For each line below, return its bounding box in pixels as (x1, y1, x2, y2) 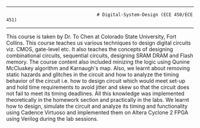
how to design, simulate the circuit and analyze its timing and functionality (6, 102, 188, 110)
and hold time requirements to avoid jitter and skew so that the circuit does (6, 84, 189, 90)
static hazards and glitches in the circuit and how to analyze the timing (6, 71, 179, 78)
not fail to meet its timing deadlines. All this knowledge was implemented (6, 90, 185, 97)
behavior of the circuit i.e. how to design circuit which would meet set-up (6, 77, 186, 84)
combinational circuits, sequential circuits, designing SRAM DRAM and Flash (6, 52, 193, 59)
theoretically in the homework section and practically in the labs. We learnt (6, 96, 189, 103)
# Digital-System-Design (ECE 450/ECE (96, 12, 193, 18)
